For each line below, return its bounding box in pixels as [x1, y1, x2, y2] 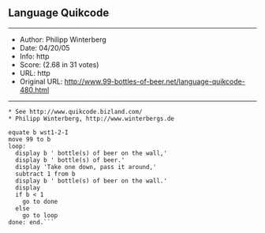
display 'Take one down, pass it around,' [15, 163, 157, 171]
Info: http [19, 51, 50, 61]
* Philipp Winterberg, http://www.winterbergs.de [8, 115, 175, 122]
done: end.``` [8, 218, 55, 226]
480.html [19, 85, 50, 94]
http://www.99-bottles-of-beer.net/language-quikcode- [64, 77, 246, 86]
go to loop [22, 211, 58, 220]
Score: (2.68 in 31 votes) [19, 59, 99, 70]
